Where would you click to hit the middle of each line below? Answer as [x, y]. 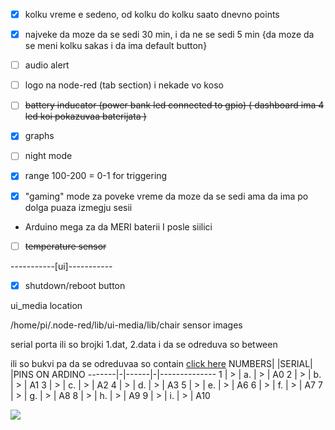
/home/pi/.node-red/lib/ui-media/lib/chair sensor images [126, 325]
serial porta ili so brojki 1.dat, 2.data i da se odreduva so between [144, 344]
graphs [39, 136]
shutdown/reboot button [75, 285]
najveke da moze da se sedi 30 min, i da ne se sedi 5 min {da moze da [169, 35]
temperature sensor [65, 246]
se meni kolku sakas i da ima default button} [116, 46]
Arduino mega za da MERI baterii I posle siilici [118, 226]
